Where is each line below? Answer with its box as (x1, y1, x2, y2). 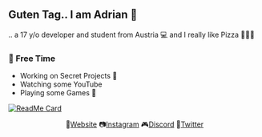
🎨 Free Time (8, 53, 56, 64)
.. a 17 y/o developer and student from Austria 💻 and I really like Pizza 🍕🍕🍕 (8, 30, 255, 39)
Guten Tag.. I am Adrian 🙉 (8, 8, 138, 22)
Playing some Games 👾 (19, 88, 97, 98)
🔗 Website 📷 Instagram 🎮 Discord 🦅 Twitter (65, 119, 204, 129)
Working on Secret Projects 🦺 (19, 71, 118, 81)
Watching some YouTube (19, 79, 103, 89)
